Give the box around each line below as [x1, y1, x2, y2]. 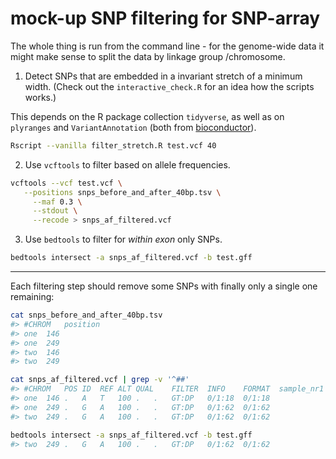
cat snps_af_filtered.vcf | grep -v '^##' [10, 375, 190, 385]
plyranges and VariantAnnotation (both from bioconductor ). [10, 121, 257, 133]
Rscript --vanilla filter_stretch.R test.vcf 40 [10, 140, 217, 151]
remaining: [10, 291, 55, 303]
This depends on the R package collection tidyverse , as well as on [10, 110, 285, 122]
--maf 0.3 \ [32, 197, 83, 207]
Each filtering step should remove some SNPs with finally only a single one [10, 280, 318, 292]
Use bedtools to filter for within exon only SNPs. [24, 233, 223, 246]
